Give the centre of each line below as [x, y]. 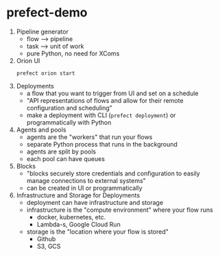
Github [46, 238]
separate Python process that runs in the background [102, 144]
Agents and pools [41, 130]
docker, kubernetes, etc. [71, 217]
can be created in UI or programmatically [84, 188]
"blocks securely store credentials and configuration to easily [113, 173]
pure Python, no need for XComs [73, 53]
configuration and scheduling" [69, 108]
